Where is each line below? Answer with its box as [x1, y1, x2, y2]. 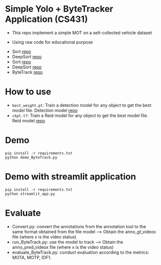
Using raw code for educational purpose [12, 39, 93, 45]
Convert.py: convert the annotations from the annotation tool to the [12, 223, 146, 229]
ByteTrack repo [12, 69, 43, 75]
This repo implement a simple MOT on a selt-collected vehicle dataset [12, 30, 152, 35]
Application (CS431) [5, 14, 88, 25]
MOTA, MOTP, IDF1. [12, 254, 52, 260]
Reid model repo [12, 117, 45, 123]
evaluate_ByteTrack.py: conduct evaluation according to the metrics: [12, 249, 149, 255]
